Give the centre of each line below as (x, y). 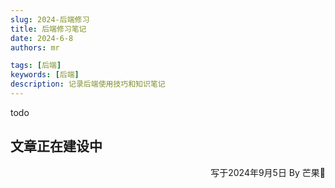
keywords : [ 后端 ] (45, 75)
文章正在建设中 (56, 146)
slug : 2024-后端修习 (50, 19)
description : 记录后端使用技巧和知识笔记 (88, 84)
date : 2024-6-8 (42, 38)
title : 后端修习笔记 (48, 29)
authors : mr (35, 47)
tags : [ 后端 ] (36, 66)
